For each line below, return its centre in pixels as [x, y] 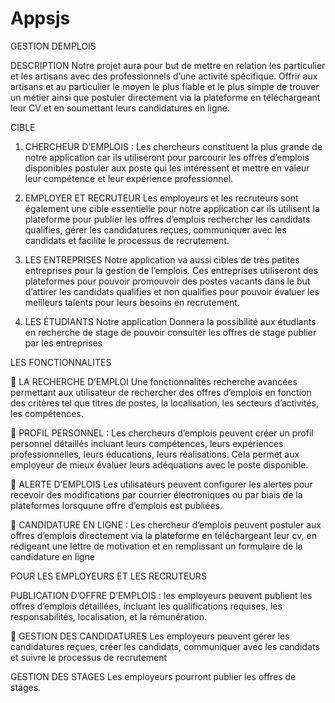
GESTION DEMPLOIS [53, 46]
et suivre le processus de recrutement [89, 657]
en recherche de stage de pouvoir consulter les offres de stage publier [170, 332]
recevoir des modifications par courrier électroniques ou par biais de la [156, 494]
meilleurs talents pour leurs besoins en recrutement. [132, 302]
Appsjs [40, 18]
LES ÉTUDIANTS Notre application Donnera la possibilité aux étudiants [170, 321]
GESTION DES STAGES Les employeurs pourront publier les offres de [153, 676]
